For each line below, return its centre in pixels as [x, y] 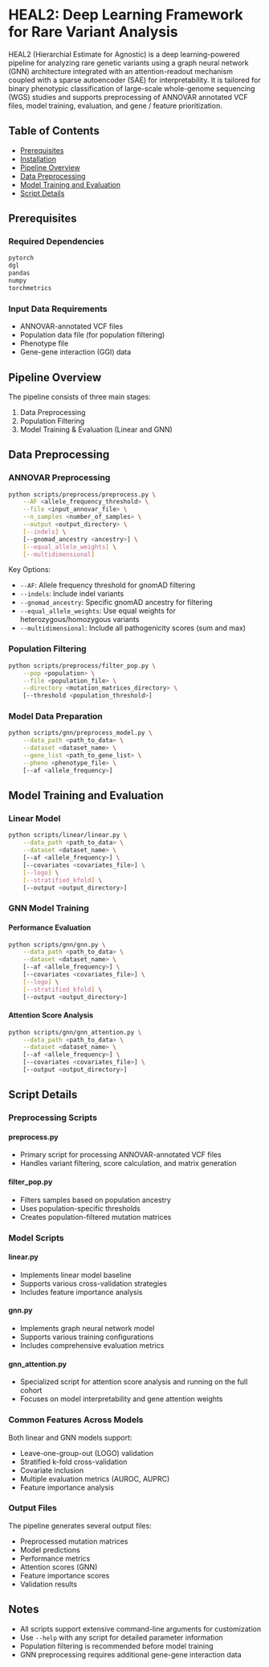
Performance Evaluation [50, 927]
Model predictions [50, 1549]
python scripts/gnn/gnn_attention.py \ [75, 1032]
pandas [19, 273]
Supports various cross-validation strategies [93, 1283]
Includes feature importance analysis [81, 1292]
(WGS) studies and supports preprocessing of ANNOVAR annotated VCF [128, 97]
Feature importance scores [65, 1575]
